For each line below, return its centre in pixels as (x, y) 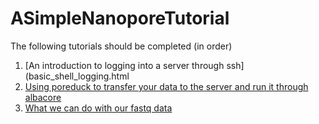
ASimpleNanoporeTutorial (120, 18)
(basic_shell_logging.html (77, 76)
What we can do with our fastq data (98, 108)
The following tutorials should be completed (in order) (121, 46)
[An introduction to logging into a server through (124, 65)
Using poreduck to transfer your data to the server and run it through (166, 86)
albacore (43, 97)
